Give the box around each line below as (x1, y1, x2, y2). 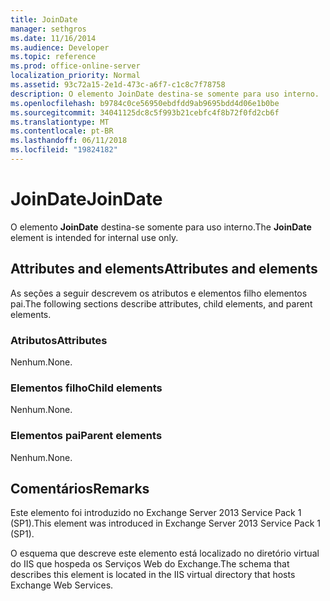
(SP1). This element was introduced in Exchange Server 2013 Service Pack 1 (10, 517, 322, 530)
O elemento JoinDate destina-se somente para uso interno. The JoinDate (10, 221, 312, 233)
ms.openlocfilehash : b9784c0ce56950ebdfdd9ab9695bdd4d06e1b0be (10, 98, 280, 108)
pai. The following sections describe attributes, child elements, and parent (10, 297, 313, 310)
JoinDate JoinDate (10, 188, 163, 211)
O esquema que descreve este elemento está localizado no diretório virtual (10, 547, 320, 560)
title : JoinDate (10, 14, 78, 25)
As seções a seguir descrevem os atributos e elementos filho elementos (10, 287, 308, 299)
